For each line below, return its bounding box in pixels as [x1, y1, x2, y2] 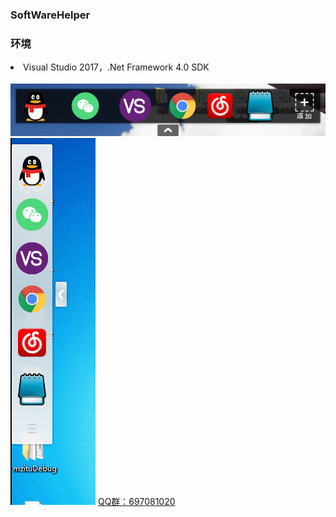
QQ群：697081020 [97, 496, 176, 508]
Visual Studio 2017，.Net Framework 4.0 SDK [23, 61, 210, 73]
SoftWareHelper [10, 8, 91, 22]
